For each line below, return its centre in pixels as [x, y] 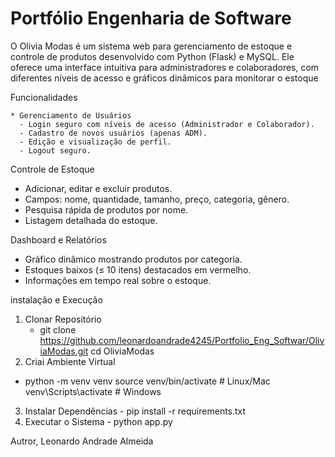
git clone [58, 329]
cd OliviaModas [122, 351]
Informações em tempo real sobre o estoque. [118, 280]
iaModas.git [64, 351]
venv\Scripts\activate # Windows [93, 391]
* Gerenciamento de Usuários [71, 115]
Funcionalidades [44, 97]
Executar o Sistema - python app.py [98, 421]
